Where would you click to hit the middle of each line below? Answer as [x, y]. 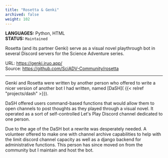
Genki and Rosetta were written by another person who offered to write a [80, 83]
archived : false [22, 14]
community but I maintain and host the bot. [49, 150]
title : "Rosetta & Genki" [32, 10]
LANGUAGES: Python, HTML [35, 33]
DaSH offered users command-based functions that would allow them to [80, 103]
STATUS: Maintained [26, 38]
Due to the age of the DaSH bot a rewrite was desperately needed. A [76, 129]
